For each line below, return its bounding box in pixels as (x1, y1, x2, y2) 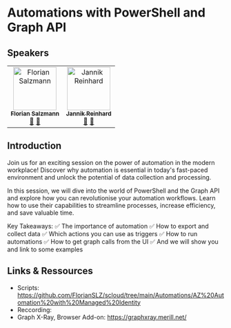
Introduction (7, 140, 62, 152)
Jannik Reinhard (66, 110, 112, 117)
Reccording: (17, 305, 52, 313)
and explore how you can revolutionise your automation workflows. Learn (7, 193, 216, 202)
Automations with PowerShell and (7, 5, 205, 21)
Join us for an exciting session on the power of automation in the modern (7, 158, 215, 166)
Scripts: (17, 283, 40, 291)
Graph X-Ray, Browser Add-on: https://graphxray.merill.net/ (17, 313, 187, 321)
